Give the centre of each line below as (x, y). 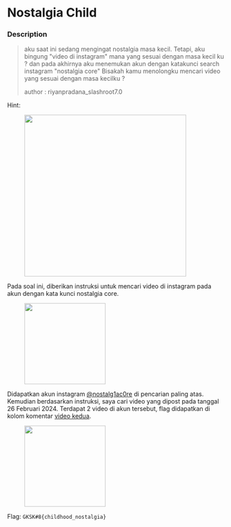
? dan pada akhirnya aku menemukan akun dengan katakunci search (121, 64)
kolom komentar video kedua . (49, 416)
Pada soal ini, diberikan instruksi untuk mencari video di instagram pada (109, 286)
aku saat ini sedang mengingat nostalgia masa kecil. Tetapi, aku (114, 49)
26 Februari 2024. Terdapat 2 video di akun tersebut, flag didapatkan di (109, 409)
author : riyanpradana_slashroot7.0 (73, 92)
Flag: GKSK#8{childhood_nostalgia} (57, 517)
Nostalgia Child (52, 13)
